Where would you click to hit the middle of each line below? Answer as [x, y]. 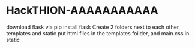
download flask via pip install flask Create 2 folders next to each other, [93, 27]
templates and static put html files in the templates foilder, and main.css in [98, 33]
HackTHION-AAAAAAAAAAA [82, 10]
